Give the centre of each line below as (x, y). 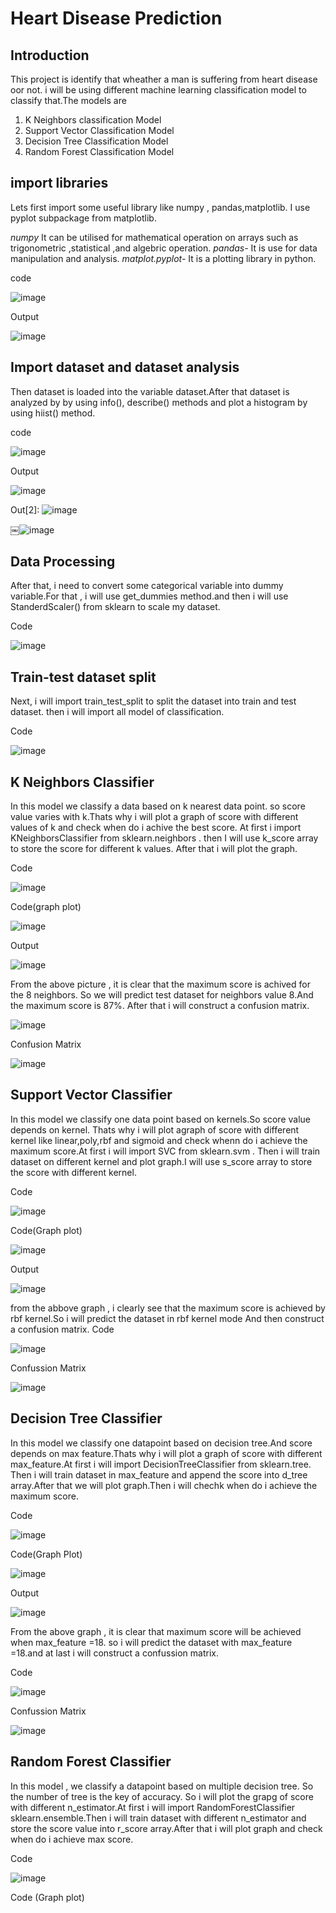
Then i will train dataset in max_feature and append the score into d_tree (159, 1474)
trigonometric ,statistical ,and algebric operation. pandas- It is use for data (164, 248)
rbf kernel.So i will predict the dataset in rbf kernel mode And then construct (167, 1318)
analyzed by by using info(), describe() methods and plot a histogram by (159, 402)
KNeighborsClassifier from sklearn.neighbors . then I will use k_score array (164, 838)
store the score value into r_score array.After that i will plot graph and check (166, 1828)
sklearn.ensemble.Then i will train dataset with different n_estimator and (158, 1818)
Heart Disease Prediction (116, 18)
